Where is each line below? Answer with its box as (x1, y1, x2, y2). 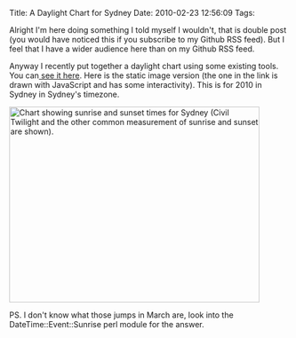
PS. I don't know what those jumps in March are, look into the (9, 310, 234, 320)
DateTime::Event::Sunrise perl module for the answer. (9, 319, 204, 329)
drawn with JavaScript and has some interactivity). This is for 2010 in (9, 80, 262, 90)
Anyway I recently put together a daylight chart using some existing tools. (9, 61, 279, 71)
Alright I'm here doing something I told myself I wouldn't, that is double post (9, 25, 287, 35)
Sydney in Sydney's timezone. (9, 89, 120, 99)
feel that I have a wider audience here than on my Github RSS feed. (9, 43, 255, 54)
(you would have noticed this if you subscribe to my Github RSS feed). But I (9, 35, 284, 44)
